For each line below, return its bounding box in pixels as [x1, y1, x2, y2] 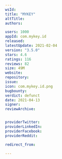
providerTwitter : [5, 120, 40, 125]
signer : [5, 102, 21, 107]
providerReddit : [5, 133, 38, 138]
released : [5, 39, 25, 44]
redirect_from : [5, 142, 36, 147]
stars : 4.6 [5, 52, 27, 57]
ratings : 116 [5, 57, 31, 61]
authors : [5, 20, 23, 26]
